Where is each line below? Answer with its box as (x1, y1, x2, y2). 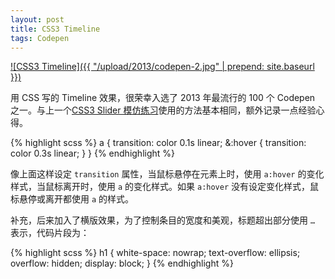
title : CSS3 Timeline (10, 24, 101, 34)
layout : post (10, 14, 65, 25)
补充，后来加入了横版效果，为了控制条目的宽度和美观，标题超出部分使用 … (10, 214, 316, 226)
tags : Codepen (10, 33, 70, 43)
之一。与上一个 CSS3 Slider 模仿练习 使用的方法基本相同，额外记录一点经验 (10, 104, 317, 116)
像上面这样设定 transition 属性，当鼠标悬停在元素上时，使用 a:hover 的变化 (10, 168, 325, 180)
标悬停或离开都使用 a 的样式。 (10, 193, 135, 205)
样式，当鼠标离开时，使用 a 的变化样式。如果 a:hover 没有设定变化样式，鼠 (10, 181, 320, 193)
